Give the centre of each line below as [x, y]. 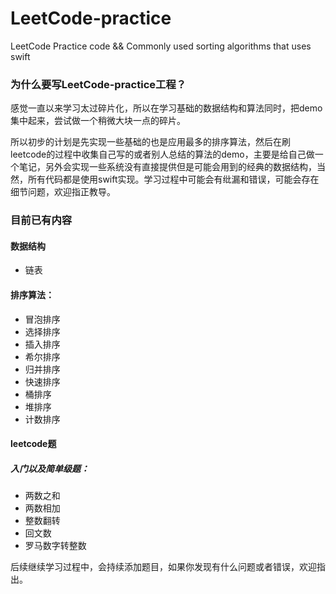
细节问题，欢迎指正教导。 [63, 192]
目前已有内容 [41, 220]
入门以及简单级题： [50, 468]
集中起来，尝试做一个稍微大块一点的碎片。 [98, 121]
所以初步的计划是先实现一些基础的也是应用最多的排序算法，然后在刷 [150, 142]
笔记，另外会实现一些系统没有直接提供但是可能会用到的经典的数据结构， [167, 167]
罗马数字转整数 [55, 546]
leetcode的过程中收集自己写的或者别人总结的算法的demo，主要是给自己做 [162, 154]
